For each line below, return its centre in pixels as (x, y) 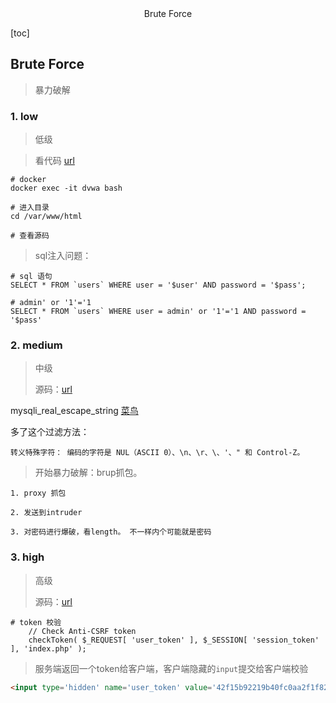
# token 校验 (36, 622)
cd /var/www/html (46, 217)
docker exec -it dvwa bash (66, 188)
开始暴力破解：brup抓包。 (88, 473)
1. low (24, 116)
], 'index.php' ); (48, 648)
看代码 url (54, 161)
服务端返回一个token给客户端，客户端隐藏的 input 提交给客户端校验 (171, 668)
